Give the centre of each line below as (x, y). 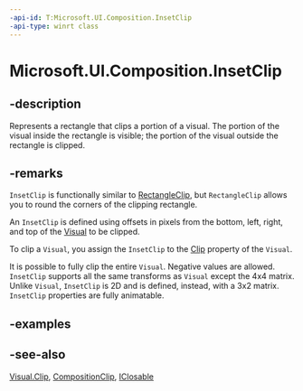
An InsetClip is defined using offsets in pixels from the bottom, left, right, (146, 222)
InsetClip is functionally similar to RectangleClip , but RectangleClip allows (148, 195)
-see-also (38, 354)
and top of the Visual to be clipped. (75, 232)
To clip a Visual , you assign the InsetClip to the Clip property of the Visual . (151, 249)
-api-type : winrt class (54, 26)
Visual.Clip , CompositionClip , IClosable (81, 377)
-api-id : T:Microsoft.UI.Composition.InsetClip (101, 18)
